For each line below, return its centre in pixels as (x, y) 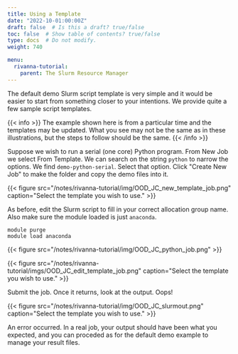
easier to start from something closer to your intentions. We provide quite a (117, 101)
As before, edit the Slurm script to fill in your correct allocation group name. (118, 209)
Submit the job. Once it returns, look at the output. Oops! (90, 292)
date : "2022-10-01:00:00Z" (47, 21)
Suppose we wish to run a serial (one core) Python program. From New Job (118, 151)
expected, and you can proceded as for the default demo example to (108, 335)
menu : (15, 60)
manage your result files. (44, 342)
